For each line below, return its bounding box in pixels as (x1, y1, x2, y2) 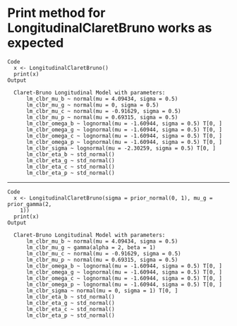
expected (7, 35, 64, 51)
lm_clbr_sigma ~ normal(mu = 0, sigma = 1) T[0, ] (25, 287, 178, 294)
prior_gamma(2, (7, 200, 52, 207)
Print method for (7, 5, 106, 21)
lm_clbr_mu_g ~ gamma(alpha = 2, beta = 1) (25, 243, 157, 251)
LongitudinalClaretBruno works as (7, 20, 212, 36)
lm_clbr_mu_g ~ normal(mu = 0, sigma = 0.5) (25, 101, 159, 109)
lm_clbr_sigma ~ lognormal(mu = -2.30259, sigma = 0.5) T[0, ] (25, 145, 217, 152)
